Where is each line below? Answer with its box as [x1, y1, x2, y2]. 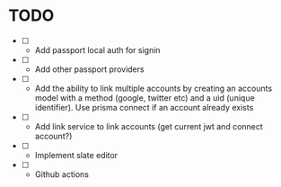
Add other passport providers [34, 64, 145, 75]
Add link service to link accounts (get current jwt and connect [34, 120, 264, 131]
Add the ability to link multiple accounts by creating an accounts [34, 83, 273, 93]
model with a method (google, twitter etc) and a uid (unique [34, 92, 255, 103]
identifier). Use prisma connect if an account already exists [34, 102, 254, 112]
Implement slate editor [34, 149, 119, 160]
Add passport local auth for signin [34, 44, 161, 55]
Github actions [34, 168, 89, 180]
